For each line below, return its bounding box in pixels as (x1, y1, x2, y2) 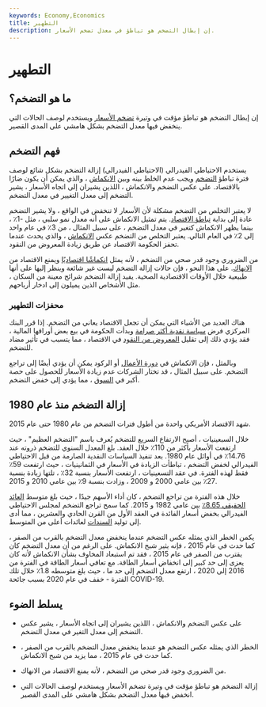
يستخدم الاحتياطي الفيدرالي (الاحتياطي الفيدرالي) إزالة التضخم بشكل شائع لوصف (9, 165, 247, 175)
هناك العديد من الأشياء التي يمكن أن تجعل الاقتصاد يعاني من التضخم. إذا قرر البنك (9, 317, 245, 327)
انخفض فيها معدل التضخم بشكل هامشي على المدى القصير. (20, 690, 195, 699)
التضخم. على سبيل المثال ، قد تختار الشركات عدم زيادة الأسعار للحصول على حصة (9, 367, 249, 376)
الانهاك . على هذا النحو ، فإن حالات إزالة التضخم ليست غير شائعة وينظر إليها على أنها (9, 263, 253, 273)
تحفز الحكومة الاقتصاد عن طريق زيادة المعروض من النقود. (9, 239, 180, 249)
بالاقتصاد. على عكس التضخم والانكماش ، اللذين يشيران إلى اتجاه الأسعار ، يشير (9, 182, 241, 192)
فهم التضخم (9, 144, 60, 158)
